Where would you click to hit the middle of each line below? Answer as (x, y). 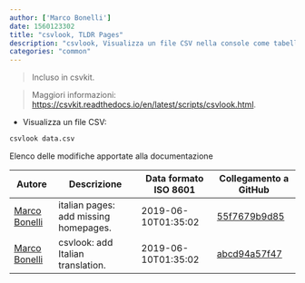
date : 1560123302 (42, 26)
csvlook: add (86, 243)
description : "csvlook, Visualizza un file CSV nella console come (140, 43)
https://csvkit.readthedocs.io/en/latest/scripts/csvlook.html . (144, 104)
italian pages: (87, 205)
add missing (84, 216)
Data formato (174, 178)
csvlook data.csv (42, 139)
